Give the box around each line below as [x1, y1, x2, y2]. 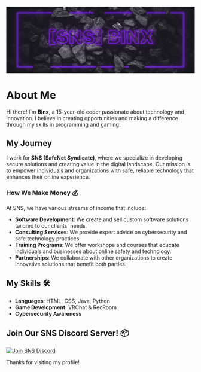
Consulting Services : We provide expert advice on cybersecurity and [14, 228, 187, 236]
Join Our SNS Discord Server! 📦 [6, 328, 129, 339]
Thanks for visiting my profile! [6, 358, 80, 365]
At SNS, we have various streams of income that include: [6, 204, 147, 211]
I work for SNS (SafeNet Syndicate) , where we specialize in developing [6, 154, 183, 161]
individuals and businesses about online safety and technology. [14, 248, 172, 255]
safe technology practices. [14, 234, 81, 242]
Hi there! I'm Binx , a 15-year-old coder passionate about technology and [6, 108, 184, 115]
